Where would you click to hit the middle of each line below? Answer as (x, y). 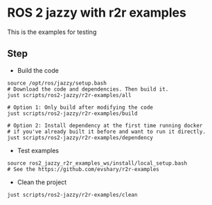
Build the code (38, 70)
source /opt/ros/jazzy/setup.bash (57, 83)
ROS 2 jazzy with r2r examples (97, 13)
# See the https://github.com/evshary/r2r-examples (83, 169)
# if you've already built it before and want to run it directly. (107, 132)
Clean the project (42, 182)
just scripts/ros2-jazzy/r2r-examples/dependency (80, 137)
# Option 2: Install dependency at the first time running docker (105, 125)
